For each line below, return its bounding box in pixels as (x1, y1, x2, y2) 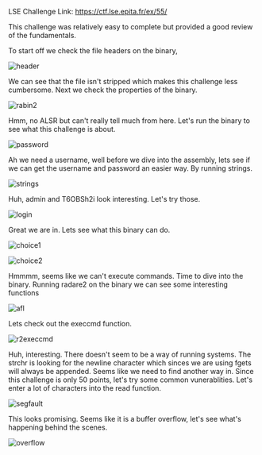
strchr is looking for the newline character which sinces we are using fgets (8, 358, 252, 368)
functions (8, 288, 40, 297)
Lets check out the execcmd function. (8, 319, 133, 328)
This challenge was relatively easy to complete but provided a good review (8, 22, 253, 31)
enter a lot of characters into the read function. (8, 384, 161, 392)
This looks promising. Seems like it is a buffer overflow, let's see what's (8, 415, 242, 423)
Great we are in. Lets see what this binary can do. (8, 226, 171, 234)
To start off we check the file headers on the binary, (8, 46, 178, 55)
